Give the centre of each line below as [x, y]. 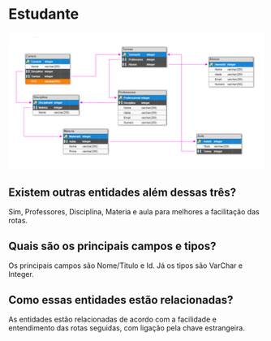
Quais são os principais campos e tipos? [112, 246]
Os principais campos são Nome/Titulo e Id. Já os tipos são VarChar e [126, 265]
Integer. [21, 274]
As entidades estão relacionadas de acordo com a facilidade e [112, 319]
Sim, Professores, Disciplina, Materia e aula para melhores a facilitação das [134, 212]
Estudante [44, 14]
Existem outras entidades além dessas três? [123, 193]
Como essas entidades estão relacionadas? [121, 300]
